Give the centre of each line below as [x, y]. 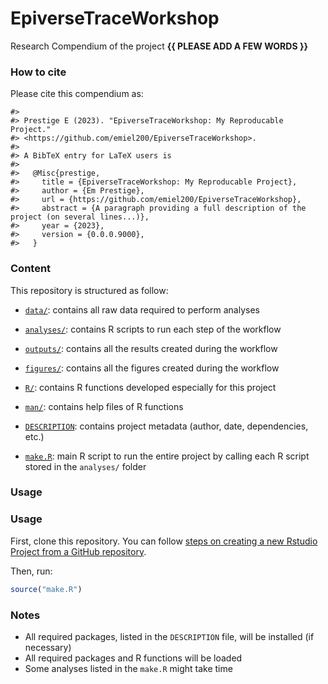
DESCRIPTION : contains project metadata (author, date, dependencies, [166, 426]
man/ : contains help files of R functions [104, 406]
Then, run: [31, 571]
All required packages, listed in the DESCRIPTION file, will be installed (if [169, 636]
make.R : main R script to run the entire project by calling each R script [167, 456]
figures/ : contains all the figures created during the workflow [152, 368]
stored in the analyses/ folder [85, 466]
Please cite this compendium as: [77, 94]
